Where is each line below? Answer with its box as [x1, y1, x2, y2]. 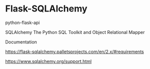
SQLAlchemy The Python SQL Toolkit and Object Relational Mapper [5, 29, 145, 35]
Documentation [5, 38, 37, 45]
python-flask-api [5, 19, 40, 25]
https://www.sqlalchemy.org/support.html [5, 58, 92, 64]
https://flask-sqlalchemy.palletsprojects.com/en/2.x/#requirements [5, 48, 144, 54]
